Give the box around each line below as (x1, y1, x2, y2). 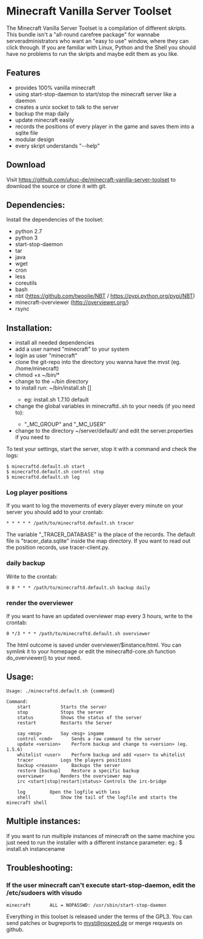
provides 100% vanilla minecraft (15, 84, 96, 91)
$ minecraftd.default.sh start (6, 464, 85, 470)
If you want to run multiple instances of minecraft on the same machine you (6, 832, 195, 839)
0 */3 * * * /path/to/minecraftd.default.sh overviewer (6, 631, 150, 637)
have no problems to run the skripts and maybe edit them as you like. (6, 50, 179, 57)
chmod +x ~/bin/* (15, 371, 60, 379)
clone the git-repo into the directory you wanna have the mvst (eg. (15, 359, 181, 366)
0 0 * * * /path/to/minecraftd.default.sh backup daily (6, 585, 150, 591)
